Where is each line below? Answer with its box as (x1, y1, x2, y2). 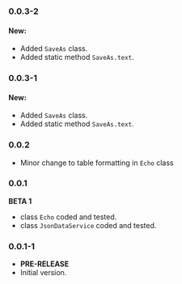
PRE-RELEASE (19, 259, 70, 269)
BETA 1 (8, 196, 32, 206)
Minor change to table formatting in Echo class (19, 158, 174, 167)
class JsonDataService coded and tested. (19, 220, 157, 230)
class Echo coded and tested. (19, 212, 117, 222)
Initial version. (19, 268, 67, 278)
